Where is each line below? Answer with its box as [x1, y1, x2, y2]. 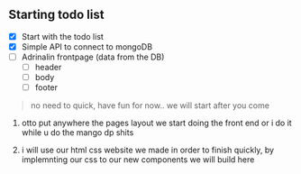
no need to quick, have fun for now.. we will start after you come [30, 100, 269, 111]
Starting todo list [8, 7, 105, 23]
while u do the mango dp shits [21, 127, 134, 138]
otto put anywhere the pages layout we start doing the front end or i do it [21, 117, 292, 129]
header [34, 62, 62, 72]
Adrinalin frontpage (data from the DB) [21, 51, 165, 62]
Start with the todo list [21, 31, 105, 41]
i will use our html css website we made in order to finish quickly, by [21, 144, 275, 156]
